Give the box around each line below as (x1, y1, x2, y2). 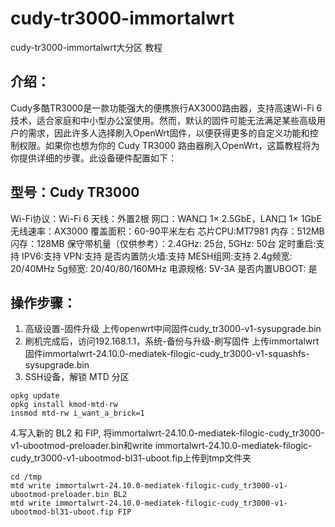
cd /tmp (10, 472, 43, 482)
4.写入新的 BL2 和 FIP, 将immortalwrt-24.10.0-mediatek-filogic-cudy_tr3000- (10, 427, 325, 439)
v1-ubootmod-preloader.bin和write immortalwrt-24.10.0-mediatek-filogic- (10, 440, 313, 452)
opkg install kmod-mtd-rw (10, 400, 118, 410)
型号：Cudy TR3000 (10, 184, 140, 201)
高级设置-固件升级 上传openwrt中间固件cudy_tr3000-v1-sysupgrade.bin (24, 323, 322, 335)
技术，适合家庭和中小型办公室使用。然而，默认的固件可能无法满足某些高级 (10, 114, 317, 126)
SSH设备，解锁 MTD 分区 (24, 371, 130, 383)
